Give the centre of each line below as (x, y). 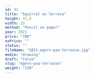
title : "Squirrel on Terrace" (36, 14)
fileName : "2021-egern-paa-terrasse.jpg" (48, 50)
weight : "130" (19, 68)
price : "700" (18, 37)
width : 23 (15, 23)
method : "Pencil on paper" (32, 28)
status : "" (16, 46)
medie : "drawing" (23, 55)
